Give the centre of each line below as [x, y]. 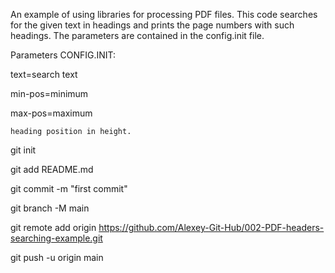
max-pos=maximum [51, 113]
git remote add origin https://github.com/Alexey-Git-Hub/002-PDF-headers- [167, 227]
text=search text [44, 74]
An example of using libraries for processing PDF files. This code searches [164, 14]
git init [23, 150]
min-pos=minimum [49, 93]
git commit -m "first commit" [69, 188]
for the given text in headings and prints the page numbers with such [152, 25]
